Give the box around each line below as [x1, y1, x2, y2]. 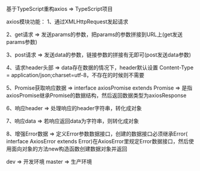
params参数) [6, 39, 38, 45]
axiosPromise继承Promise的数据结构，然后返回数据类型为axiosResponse [6, 92, 187, 99]
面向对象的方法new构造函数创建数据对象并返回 [11, 145, 127, 152]
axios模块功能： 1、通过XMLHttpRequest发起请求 [6, 18, 129, 25]
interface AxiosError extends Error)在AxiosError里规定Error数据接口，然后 [6, 138, 189, 145]
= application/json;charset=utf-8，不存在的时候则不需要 [6, 72, 145, 78]
